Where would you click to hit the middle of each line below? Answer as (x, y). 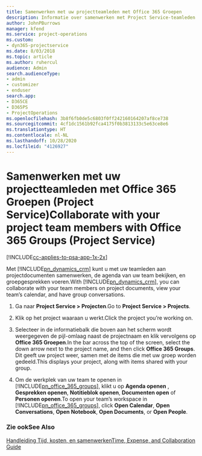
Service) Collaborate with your (83, 214)
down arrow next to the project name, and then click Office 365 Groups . (105, 349)
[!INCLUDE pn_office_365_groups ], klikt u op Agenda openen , (92, 386)
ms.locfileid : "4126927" (37, 146)
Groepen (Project (50, 202)
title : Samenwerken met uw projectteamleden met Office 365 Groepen (94, 12)
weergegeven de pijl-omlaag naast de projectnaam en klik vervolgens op (106, 336)
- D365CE (17, 101)
